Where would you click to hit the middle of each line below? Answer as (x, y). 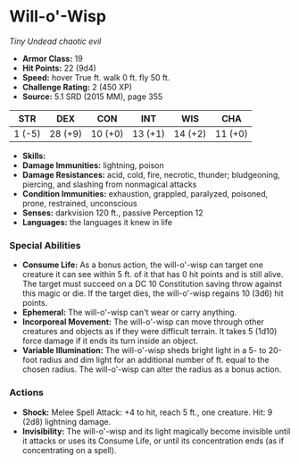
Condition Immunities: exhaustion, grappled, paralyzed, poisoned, (145, 193)
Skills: (34, 156)
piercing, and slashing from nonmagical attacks (109, 184)
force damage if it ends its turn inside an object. (110, 341)
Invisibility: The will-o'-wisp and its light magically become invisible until (156, 431)
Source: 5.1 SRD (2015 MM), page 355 (92, 97)
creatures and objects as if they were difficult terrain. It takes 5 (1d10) (149, 332)
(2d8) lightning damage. (66, 421)
